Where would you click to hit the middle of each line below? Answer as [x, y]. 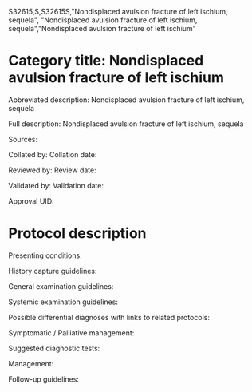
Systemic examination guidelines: [63, 302]
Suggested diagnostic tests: [54, 348]
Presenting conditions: [45, 255]
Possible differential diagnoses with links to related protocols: [109, 317]
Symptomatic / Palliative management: [71, 333]
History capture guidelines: [53, 271]
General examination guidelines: [61, 286]
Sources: [23, 139]
